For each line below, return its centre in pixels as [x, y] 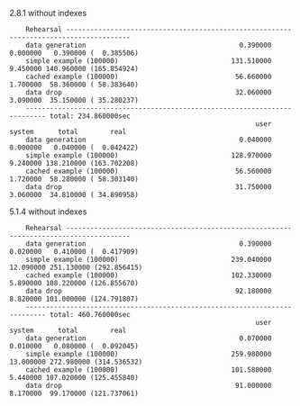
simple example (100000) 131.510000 [149, 61]
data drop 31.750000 [149, 187]
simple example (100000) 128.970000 [149, 156]
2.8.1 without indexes [48, 13]
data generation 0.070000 [149, 338]
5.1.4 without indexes [48, 212]
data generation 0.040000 [149, 140]
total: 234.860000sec [90, 116]
